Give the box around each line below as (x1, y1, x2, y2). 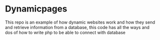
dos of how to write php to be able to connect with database (5, 29, 126, 35)
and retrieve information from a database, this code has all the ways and (5, 24, 150, 30)
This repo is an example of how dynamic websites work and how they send (5, 19, 155, 25)
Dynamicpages (5, 3, 67, 14)
